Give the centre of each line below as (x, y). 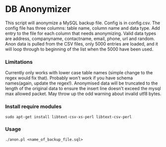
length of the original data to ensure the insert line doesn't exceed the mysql (83, 89)
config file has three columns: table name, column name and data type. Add (83, 28)
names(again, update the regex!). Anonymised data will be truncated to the (82, 83)
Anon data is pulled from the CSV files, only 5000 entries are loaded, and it (82, 44)
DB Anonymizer (38, 9)
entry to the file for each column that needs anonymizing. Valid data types (81, 33)
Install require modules (33, 106)
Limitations (19, 62)
